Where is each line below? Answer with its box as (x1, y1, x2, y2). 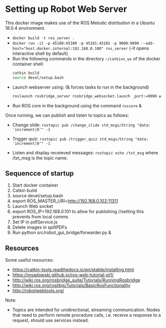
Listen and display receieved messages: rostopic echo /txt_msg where (12, 149, 159, 155)
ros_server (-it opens (106, 45, 150, 51)
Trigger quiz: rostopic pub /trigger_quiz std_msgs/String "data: (12, 136, 149, 141)
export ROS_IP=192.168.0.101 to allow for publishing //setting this (12, 209, 144, 215)
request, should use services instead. (12, 318, 89, 324)
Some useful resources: (5, 257, 54, 263)
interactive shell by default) (12, 50, 68, 56)
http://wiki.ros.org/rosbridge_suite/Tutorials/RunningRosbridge (12, 277, 140, 283)
